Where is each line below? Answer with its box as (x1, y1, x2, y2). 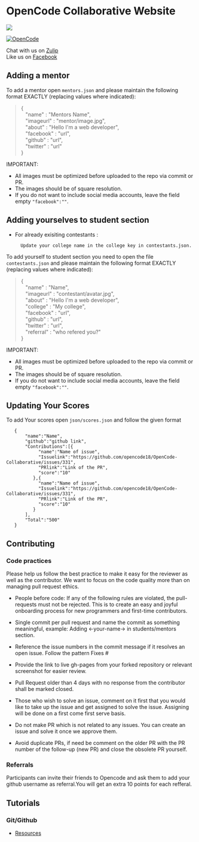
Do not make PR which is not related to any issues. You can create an (14, 722, 186, 729)
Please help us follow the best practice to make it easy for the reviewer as (6, 570, 188, 577)
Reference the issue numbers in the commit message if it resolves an (14, 643, 185, 650)
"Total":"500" (25, 517, 60, 523)
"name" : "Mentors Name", (25, 111, 91, 118)
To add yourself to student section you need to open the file (6, 253, 154, 260)
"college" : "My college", (25, 302, 86, 310)
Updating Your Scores (6, 400, 90, 411)
